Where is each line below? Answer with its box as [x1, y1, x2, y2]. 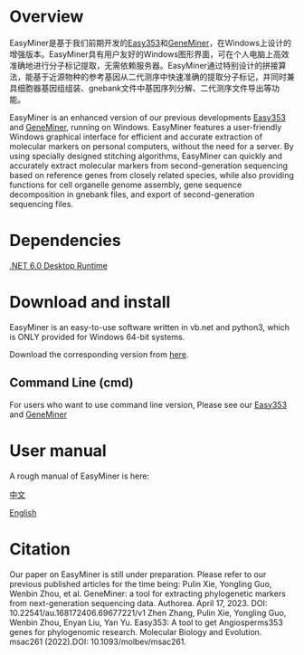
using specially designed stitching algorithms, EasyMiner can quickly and [9, 150, 283, 161]
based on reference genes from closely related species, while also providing [9, 169, 294, 180]
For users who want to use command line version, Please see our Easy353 [9, 399, 288, 410]
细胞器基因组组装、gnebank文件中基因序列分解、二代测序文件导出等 [16, 82, 272, 93]
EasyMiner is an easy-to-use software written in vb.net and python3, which [9, 321, 290, 332]
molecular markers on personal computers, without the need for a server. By [9, 140, 294, 151]
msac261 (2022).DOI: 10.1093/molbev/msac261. [9, 636, 187, 647]
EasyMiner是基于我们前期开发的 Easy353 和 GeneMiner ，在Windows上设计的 [9, 37, 292, 48]
